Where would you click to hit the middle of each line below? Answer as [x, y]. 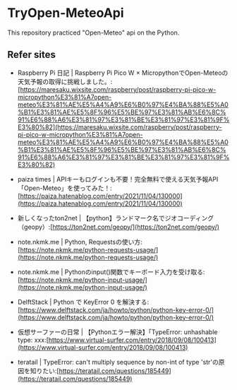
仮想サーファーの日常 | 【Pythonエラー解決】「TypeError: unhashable [117, 332]
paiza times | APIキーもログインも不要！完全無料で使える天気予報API [118, 179]
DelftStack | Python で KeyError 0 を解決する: [83, 302]
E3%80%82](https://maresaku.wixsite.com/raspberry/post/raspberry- [120, 127]
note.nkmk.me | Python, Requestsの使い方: [80, 242]
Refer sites [32, 55]
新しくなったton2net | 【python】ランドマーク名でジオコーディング [115, 218]
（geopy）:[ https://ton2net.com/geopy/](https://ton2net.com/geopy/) [119, 227]
